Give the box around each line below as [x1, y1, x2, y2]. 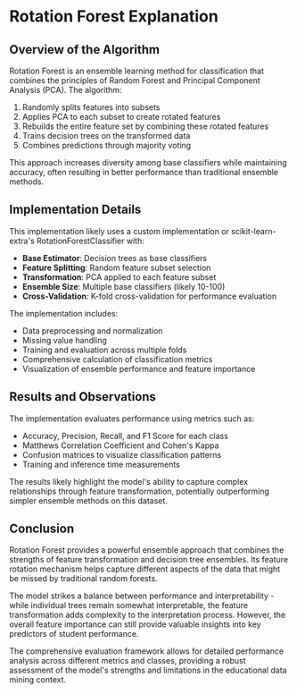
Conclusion [9, 521, 75, 537]
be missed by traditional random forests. [9, 573, 158, 584]
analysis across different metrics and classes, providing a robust [9, 656, 247, 666]
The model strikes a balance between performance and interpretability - [9, 590, 275, 601]
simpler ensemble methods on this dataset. [9, 495, 168, 506]
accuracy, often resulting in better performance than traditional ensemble [9, 167, 279, 177]
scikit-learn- [230, 225, 276, 236]
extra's [9, 235, 36, 246]
